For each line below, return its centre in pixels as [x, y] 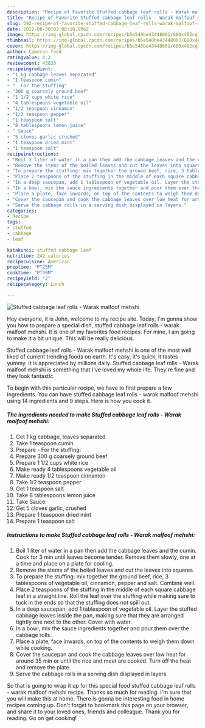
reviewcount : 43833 [32, 63]
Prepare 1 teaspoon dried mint [54, 514]
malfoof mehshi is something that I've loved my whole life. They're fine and [101, 369]
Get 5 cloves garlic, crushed [51, 508]
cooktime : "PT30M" [30, 273]
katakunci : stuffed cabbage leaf [49, 250]
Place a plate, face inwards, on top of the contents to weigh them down [105, 641]
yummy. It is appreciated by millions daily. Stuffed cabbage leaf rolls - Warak [103, 363]
